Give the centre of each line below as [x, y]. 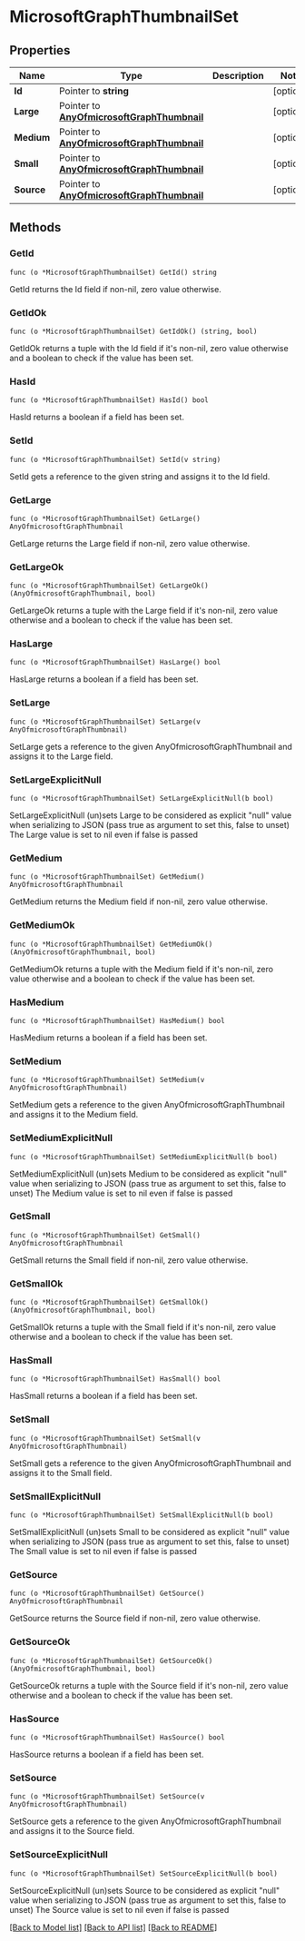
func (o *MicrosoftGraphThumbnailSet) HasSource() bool [117, 1737]
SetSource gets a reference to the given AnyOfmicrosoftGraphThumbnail [145, 1821]
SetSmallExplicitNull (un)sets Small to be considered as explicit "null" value [150, 1532]
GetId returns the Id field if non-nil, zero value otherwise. [116, 289]
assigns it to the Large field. [61, 756]
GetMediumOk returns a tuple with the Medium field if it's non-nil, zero [142, 969]
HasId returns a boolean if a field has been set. [97, 417]
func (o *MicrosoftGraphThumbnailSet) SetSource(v [107, 1797]
